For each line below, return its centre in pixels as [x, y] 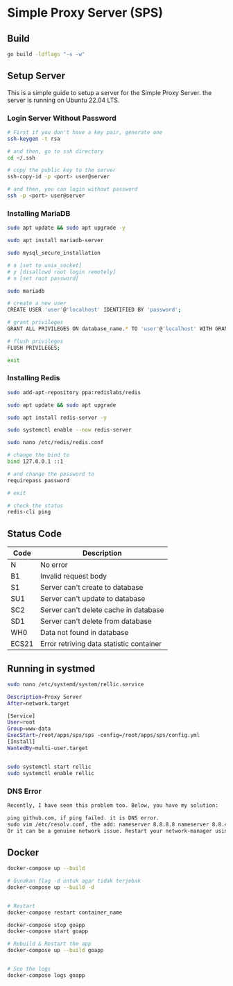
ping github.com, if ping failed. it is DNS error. [83, 818]
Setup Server [36, 76]
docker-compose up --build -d [51, 887]
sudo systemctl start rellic [49, 767]
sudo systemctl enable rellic [51, 773]
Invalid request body [74, 576]
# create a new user [37, 303]
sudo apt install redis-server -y [57, 418]
